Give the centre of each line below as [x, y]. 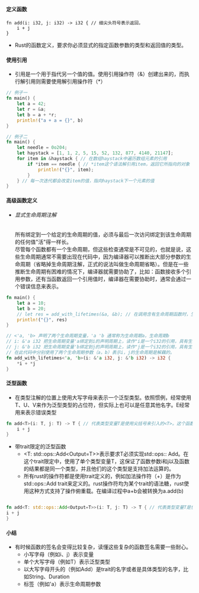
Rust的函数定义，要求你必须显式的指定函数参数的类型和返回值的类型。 [101, 45]
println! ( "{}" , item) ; [66, 170]
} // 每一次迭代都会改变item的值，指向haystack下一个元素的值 [86, 181]
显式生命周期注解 [36, 215]
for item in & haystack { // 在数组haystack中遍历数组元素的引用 [92, 159]
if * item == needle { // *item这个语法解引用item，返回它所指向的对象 [109, 164]
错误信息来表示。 [41, 286]
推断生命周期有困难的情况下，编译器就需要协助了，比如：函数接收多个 [100, 272]
